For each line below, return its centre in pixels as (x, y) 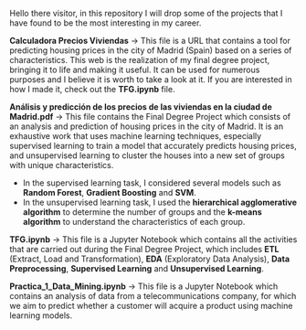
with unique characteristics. (62, 165)
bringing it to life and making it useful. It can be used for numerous (135, 69)
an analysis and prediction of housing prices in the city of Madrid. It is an (147, 126)
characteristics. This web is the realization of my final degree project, (140, 60)
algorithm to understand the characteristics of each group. (134, 222)
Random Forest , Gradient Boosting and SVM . (109, 192)
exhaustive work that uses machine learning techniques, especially (136, 136)
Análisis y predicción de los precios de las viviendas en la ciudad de (141, 107)
